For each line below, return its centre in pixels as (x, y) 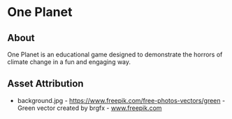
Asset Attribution (45, 84)
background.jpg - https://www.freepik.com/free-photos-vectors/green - (121, 100)
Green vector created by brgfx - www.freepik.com (89, 108)
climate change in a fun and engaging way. (69, 62)
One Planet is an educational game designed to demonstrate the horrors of (115, 54)
